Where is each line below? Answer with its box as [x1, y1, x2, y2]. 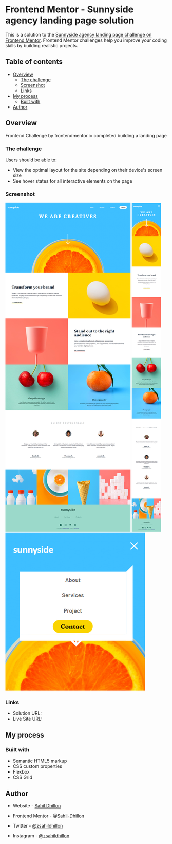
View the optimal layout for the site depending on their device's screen [12, 167, 163, 173]
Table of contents [5, 58, 63, 66]
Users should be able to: [5, 157, 58, 163]
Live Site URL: [12, 716, 43, 722]
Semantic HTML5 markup [12, 758, 67, 764]
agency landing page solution [5, 14, 135, 26]
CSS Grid [12, 774, 32, 780]
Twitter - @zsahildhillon [12, 822, 63, 829]
